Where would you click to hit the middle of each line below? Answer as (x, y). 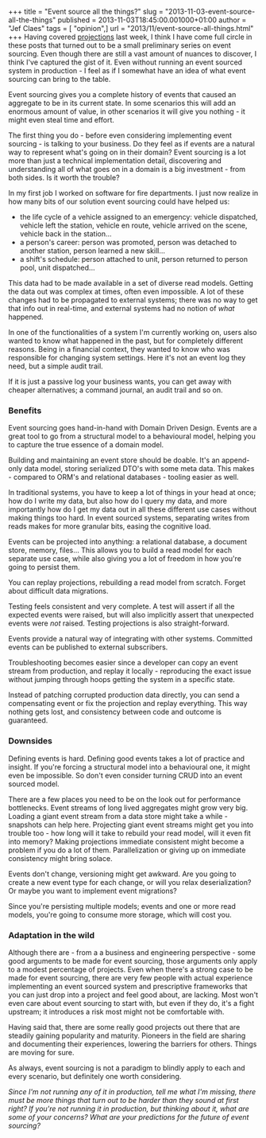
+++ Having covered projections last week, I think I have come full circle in (130, 37)
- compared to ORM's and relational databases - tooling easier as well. (124, 477)
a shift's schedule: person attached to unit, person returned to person (134, 259)
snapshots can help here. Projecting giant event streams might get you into (131, 824)
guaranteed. (28, 720)
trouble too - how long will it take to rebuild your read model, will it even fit (130, 833)
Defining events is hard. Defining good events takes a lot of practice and (126, 758)
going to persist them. (44, 567)
